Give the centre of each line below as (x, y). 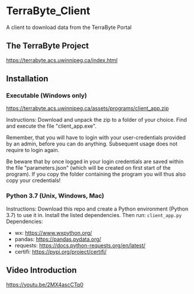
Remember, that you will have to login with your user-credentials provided (96, 138)
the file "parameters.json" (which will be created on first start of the (88, 168)
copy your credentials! (33, 180)
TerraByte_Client (48, 11)
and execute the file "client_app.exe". (51, 126)
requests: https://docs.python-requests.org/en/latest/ (80, 245)
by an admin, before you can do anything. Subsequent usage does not (92, 144)
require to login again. (33, 150)
